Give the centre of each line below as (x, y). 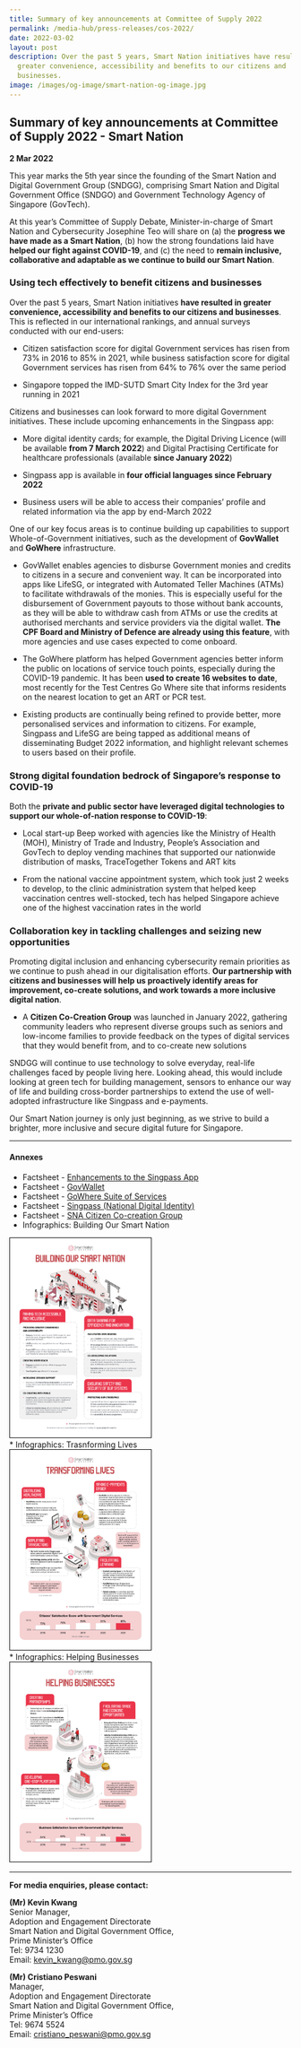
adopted (25, 1101)
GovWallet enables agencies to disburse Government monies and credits (156, 565)
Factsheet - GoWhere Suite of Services (95, 1196)
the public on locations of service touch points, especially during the (149, 668)
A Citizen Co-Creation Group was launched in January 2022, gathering (155, 1017)
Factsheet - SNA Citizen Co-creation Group (103, 1215)
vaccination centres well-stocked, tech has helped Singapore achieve (150, 898)
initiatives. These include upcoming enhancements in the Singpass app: (142, 421)
